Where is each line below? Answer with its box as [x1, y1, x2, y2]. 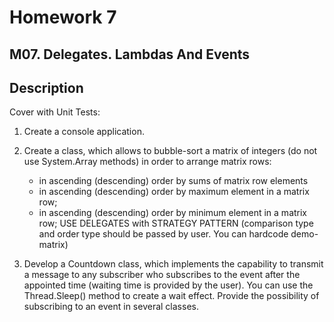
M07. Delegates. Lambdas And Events [9, 46, 251, 63]
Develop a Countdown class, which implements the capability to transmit [23, 258, 324, 270]
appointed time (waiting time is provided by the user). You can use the [23, 279, 314, 291]
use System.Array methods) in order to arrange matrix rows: [23, 156, 272, 168]
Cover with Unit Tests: [9, 106, 101, 118]
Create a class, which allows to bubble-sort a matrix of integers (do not [23, 145, 318, 157]
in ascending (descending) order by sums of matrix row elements [38, 175, 309, 187]
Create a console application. [23, 126, 145, 138]
